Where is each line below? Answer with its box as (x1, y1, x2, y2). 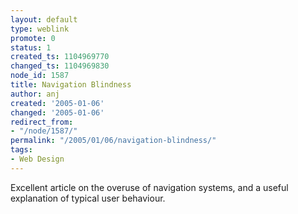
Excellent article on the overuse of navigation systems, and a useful (10, 181, 289, 193)
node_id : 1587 (10, 71, 70, 81)
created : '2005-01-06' (10, 98, 105, 108)
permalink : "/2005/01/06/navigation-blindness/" (10, 136, 217, 146)
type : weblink (10, 24, 70, 34)
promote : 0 (10, 33, 56, 43)
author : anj (10, 89, 60, 99)
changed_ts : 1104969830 (10, 61, 110, 71)
